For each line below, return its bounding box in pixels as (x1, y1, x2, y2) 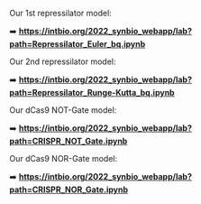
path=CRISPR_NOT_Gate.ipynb (9, 135, 128, 146)
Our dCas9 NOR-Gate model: (9, 153, 118, 163)
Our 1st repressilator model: (9, 8, 113, 18)
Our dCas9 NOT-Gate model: (9, 105, 117, 116)
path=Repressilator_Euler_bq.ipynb (9, 39, 146, 49)
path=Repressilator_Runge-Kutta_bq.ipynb (9, 88, 175, 97)
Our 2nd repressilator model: (9, 56, 116, 67)
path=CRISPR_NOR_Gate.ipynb (9, 184, 129, 195)
